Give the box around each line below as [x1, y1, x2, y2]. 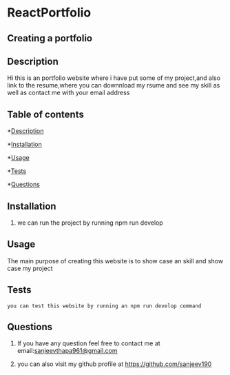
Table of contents [7, 108, 84, 120]
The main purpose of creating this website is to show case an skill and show [7, 256, 224, 265]
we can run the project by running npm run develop [17, 219, 163, 227]
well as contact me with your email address [7, 88, 130, 97]
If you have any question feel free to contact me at [17, 339, 160, 347]
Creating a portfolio [7, 32, 93, 44]
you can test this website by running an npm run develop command [7, 302, 202, 310]
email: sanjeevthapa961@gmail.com [17, 347, 118, 355]
